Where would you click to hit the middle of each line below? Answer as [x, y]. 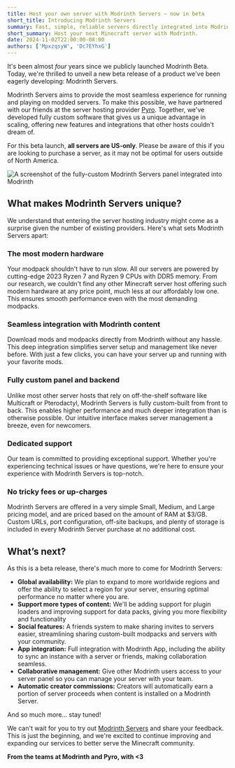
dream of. [21, 132]
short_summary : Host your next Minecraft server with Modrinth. [103, 33]
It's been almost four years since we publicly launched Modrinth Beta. [108, 66]
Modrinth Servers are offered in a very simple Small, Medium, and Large [111, 507]
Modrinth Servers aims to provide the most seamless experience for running [117, 95]
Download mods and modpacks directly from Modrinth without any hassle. [115, 339]
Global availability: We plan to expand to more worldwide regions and [119, 582]
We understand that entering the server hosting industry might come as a [113, 220]
